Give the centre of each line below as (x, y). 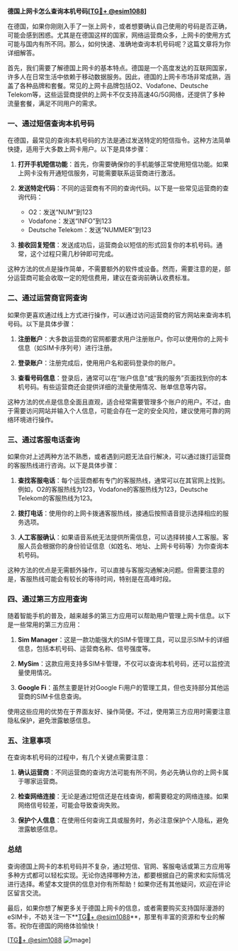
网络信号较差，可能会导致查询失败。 (70, 806)
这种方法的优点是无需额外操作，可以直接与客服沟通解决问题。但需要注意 (113, 570)
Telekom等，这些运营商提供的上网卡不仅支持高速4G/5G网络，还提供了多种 (116, 94)
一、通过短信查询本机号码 (51, 123)
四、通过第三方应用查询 (47, 599)
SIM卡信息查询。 (61, 697)
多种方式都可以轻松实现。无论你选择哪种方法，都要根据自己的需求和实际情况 (119, 875)
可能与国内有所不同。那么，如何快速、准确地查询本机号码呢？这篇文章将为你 (119, 44)
